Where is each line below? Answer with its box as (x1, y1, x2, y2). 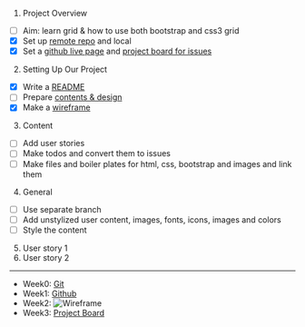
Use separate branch (22, 203, 102, 214)
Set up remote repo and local (22, 35, 132, 46)
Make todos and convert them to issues (22, 148, 171, 159)
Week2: (22, 297, 52, 308)
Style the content (22, 224, 88, 235)
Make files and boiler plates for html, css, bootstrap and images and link (22, 158, 292, 169)
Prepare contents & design (22, 92, 123, 103)
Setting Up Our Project (22, 64, 107, 75)
